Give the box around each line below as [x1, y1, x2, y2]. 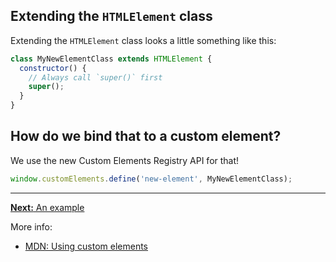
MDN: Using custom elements [24, 240, 149, 252]
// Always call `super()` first [28, 72, 163, 83]
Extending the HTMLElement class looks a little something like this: [10, 34, 277, 46]
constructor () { [19, 63, 87, 73]
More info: [10, 220, 53, 233]
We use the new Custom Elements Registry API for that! [10, 154, 240, 166]
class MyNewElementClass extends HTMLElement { [10, 54, 213, 64]
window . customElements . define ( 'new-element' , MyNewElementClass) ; [10, 174, 293, 184]
